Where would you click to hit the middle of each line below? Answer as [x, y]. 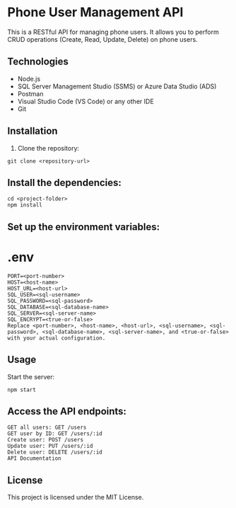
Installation [33, 131]
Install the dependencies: [65, 182]
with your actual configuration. [57, 338]
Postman [30, 93]
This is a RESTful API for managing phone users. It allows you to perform [113, 32]
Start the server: [31, 376]
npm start [22, 390]
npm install [25, 205]
